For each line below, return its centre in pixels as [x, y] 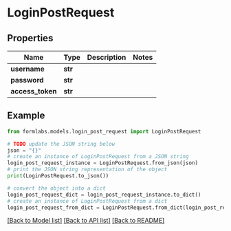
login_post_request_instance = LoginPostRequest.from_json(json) [102, 163]
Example [26, 116]
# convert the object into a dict [57, 188]
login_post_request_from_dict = [53, 208]
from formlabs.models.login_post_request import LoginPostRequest [104, 131]
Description [107, 57]
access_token [34, 91]
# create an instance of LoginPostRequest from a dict [87, 201]
